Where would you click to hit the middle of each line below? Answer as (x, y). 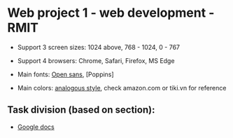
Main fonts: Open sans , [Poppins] (65, 74)
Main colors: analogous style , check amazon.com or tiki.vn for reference (122, 88)
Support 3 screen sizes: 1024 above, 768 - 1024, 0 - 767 (99, 47)
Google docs (36, 127)
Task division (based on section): (81, 110)
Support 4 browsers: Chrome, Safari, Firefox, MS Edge (96, 60)
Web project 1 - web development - (111, 13)
